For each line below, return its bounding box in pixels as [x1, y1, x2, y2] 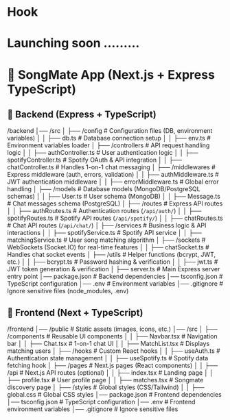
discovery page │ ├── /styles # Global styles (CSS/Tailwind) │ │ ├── [7, 383, 205, 391]
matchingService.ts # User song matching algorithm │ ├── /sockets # [7, 236, 206, 244]
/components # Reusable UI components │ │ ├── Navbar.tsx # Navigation [7, 332, 218, 341]
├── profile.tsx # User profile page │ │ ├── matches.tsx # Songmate [7, 376, 204, 384]
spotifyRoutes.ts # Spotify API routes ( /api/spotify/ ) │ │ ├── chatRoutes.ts [7, 214, 223, 223]
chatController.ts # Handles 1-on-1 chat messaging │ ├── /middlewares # [7, 163, 216, 171]
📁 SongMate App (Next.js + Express [7, 66, 215, 82]
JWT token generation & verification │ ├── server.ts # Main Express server [7, 265, 220, 273]
